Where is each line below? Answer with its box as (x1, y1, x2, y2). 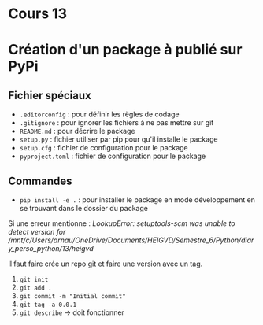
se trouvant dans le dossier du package (19, 204, 148, 212)
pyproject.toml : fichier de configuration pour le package (19, 151, 206, 161)
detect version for (8, 227, 66, 236)
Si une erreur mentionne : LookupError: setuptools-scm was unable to (8, 219, 235, 228)
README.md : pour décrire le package (19, 127, 135, 136)
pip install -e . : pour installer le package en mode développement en (19, 195, 256, 205)
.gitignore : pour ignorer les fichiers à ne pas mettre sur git (19, 118, 214, 127)
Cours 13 (8, 5, 68, 23)
